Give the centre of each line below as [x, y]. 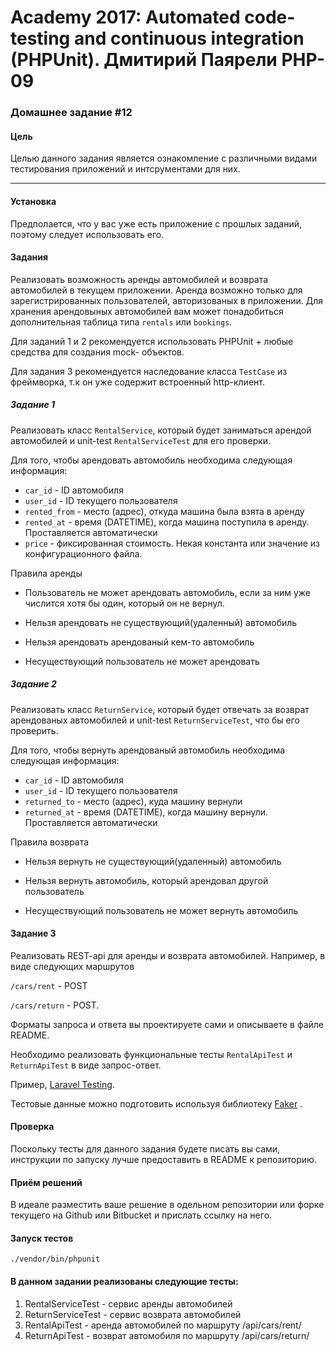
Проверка [32, 1127]
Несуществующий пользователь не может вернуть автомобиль [161, 910]
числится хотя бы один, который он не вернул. [124, 603]
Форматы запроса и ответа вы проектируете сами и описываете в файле [167, 1024]
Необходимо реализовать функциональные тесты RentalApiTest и [151, 1054]
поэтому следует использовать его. [87, 234]
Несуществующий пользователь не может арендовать [142, 661]
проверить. [34, 730]
